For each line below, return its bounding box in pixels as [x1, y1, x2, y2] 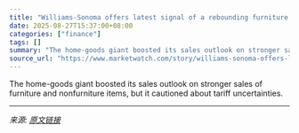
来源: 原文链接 [9, 114, 61, 125]
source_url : [9, 54, 53, 63]
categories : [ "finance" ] [9, 29, 101, 38]
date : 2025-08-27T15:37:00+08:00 [9, 21, 133, 30]
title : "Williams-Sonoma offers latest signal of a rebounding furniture [9, 12, 289, 22]
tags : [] [9, 37, 42, 47]
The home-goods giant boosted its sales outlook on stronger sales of [9, 79, 263, 89]
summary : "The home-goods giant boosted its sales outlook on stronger [9, 46, 280, 55]
